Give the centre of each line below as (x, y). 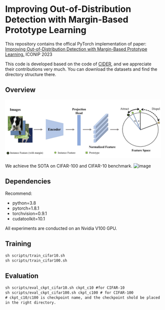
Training (18, 244)
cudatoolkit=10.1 (29, 219)
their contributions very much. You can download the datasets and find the (81, 69)
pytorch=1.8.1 (26, 208)
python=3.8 (24, 203)
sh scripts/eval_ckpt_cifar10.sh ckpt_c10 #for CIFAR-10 (65, 288)
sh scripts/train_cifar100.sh (36, 261)
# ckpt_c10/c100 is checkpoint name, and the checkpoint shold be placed (83, 298)
